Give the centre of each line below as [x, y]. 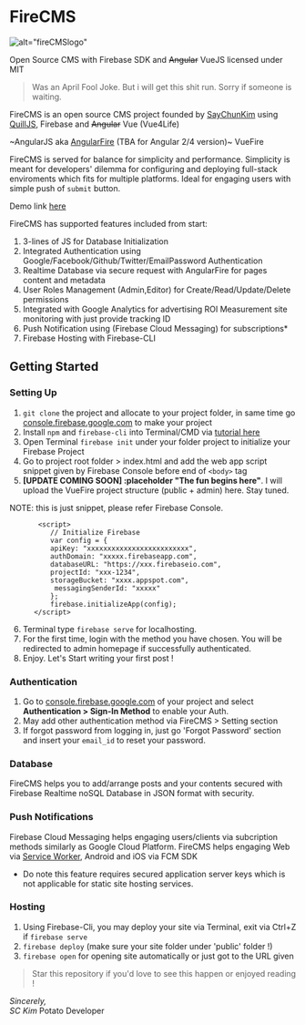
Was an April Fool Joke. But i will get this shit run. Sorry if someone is [162, 87]
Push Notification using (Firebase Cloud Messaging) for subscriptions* [155, 328]
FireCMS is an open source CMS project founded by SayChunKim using [144, 114]
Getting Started [54, 367]
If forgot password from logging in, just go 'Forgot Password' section [152, 730]
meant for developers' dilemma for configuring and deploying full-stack [143, 169]
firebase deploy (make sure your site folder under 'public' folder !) [147, 946]
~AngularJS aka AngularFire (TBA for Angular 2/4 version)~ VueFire [137, 141]
